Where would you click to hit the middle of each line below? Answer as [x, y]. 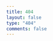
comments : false [26, 29]
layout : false [24, 17]
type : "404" [21, 23]
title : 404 [20, 12]
